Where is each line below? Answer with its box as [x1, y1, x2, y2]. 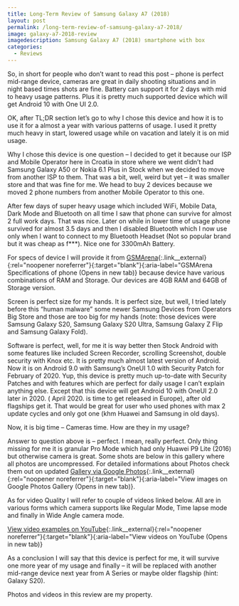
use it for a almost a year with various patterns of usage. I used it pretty [7, 121, 217, 129]
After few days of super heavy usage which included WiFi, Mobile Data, [7, 201, 217, 210]
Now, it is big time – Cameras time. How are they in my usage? [7, 422, 190, 431]
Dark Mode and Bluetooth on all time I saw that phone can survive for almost [7, 209, 232, 218]
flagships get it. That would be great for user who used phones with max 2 [7, 401, 226, 410]
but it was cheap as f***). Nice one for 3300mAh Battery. [7, 239, 176, 248]
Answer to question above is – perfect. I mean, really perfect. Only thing [7, 437, 218, 445]
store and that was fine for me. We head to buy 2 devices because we [7, 180, 213, 188]
